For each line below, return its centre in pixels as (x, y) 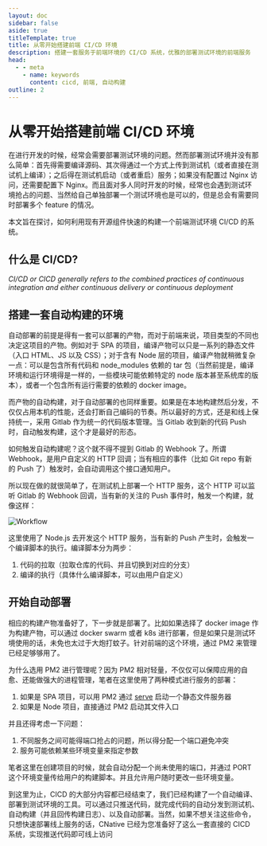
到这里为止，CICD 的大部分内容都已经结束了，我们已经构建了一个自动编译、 (133, 794)
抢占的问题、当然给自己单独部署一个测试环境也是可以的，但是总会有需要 (133, 195)
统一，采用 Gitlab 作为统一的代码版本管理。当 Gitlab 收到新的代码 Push (131, 421)
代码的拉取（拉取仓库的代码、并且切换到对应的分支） (107, 564)
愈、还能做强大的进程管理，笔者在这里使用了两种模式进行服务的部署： (123, 680)
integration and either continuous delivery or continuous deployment (121, 288)
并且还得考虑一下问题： (46, 723)
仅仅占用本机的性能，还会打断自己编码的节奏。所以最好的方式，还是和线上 (130, 412)
